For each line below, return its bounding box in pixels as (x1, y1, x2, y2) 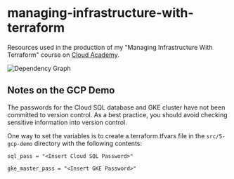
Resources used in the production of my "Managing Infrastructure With (7, 43, 213, 51)
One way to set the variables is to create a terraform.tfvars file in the (7, 131, 205, 140)
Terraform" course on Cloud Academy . (7, 51, 119, 59)
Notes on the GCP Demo (7, 84, 115, 96)
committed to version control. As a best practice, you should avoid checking (7, 110, 228, 119)
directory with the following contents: (34, 139, 143, 147)
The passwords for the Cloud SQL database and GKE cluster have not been (7, 103, 226, 112)
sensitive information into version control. (7, 118, 128, 126)
